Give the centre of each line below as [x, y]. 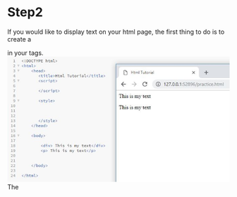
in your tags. [25, 53]
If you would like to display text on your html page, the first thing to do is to [116, 32]
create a [19, 39]
